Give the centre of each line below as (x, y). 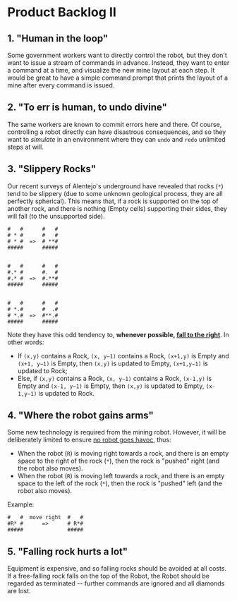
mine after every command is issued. (61, 85)
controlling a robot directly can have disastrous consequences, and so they (117, 132)
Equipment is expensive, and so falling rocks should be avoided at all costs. (117, 569)
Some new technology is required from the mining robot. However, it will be (117, 432)
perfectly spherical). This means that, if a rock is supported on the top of (113, 201)
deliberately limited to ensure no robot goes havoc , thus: (89, 440)
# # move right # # (45, 518)
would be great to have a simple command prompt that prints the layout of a (117, 78)
